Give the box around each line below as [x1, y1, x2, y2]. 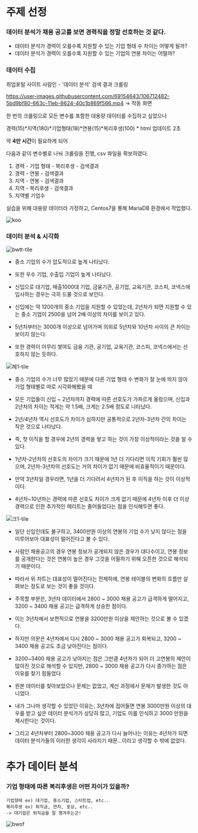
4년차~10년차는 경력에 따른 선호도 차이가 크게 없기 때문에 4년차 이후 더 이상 [14, 495, 190, 503]
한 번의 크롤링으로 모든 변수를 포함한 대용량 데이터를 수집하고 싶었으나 [6, 112, 167, 119]
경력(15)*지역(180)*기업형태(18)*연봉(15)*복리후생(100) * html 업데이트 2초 [6, 125, 181, 132]
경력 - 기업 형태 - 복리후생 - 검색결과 [14, 162, 99, 169]
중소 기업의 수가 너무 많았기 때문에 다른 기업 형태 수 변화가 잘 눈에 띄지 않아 [14, 376, 188, 383]
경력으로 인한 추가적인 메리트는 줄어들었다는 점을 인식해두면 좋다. [14, 503, 165, 510]
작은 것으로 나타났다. [14, 423, 63, 430]
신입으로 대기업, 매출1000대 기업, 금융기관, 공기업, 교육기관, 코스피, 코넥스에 [14, 283, 191, 290]
